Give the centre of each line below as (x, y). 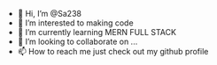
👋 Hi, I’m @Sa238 (50, 14)
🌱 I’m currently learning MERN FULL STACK (97, 32)
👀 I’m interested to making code (76, 23)
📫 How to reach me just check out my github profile (113, 51)
